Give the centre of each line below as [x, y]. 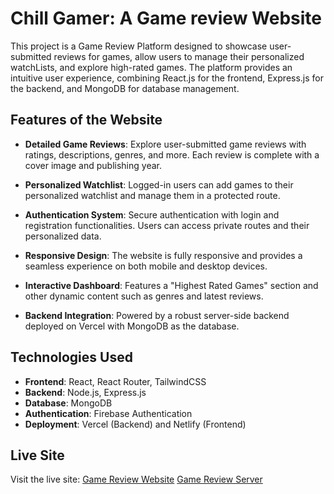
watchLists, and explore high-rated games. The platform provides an [151, 67]
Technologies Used [71, 357]
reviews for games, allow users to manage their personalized [179, 56]
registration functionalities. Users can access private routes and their [167, 225]
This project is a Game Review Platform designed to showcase [139, 46]
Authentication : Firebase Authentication [108, 413]
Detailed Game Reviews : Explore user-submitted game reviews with [165, 144]
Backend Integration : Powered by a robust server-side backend [157, 315]
